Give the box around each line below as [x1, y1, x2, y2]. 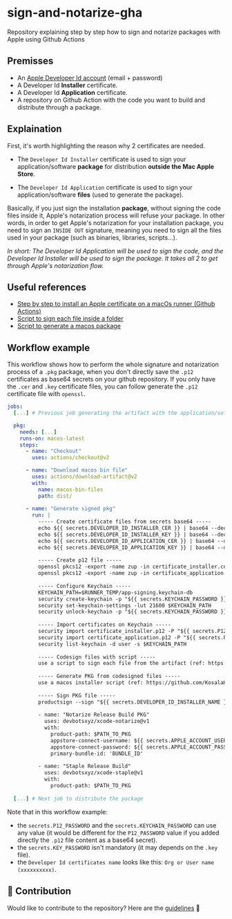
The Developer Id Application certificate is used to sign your [17, 183, 193, 191]
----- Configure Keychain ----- [37, 582, 131, 589]
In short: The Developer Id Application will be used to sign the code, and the [7, 247, 224, 255]
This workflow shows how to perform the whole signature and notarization [7, 360, 220, 368]
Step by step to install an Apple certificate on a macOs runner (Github [17, 300, 215, 308]
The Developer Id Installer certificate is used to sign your [17, 154, 186, 163]
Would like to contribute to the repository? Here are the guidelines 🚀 [7, 904, 200, 912]
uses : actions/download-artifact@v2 [32, 473, 137, 481]
